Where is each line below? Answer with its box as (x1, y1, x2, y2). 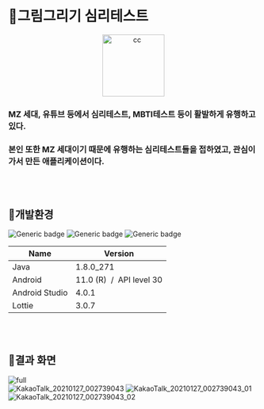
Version (104, 247, 135, 258)
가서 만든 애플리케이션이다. (8, 155, 105, 166)
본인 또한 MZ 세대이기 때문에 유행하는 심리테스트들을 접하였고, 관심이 (8, 143, 256, 155)
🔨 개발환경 (8, 208, 54, 221)
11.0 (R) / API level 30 (75, 274, 163, 285)
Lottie (12, 300, 34, 311)
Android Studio (12, 287, 68, 298)
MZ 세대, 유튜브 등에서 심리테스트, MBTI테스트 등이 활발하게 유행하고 (8, 109, 256, 120)
